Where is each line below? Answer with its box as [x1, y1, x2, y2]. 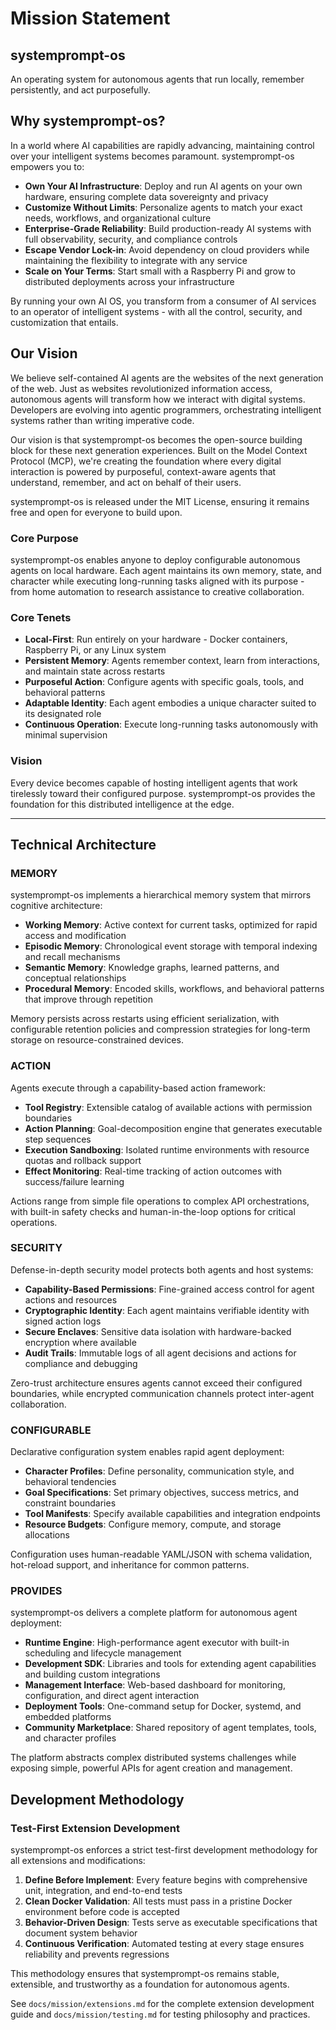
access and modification [24, 930, 127, 942]
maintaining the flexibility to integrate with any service [24, 254, 248, 266]
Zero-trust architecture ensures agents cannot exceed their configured [10, 1377, 303, 1389]
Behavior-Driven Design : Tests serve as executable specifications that [24, 1917, 318, 1929]
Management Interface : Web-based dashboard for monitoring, [24, 1679, 286, 1691]
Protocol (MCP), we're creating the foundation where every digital [10, 455, 282, 467]
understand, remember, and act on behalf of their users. [10, 476, 242, 488]
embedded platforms [24, 1711, 112, 1723]
